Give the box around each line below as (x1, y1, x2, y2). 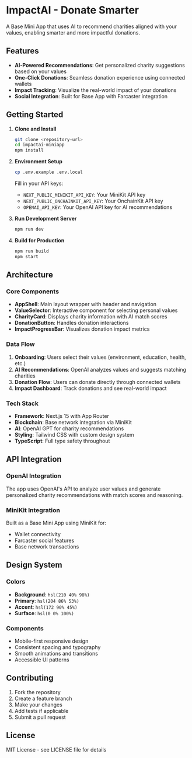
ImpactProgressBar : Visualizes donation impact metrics (14, 325, 150, 332)
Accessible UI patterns (14, 656, 69, 663)
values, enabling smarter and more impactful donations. (6, 29, 140, 36)
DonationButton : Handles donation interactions (14, 320, 129, 327)
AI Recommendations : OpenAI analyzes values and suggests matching (14, 366, 187, 373)
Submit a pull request (14, 714, 66, 721)
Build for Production (14, 236, 65, 243)
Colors (6, 578, 26, 586)
